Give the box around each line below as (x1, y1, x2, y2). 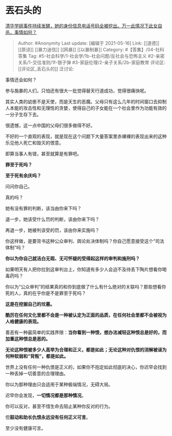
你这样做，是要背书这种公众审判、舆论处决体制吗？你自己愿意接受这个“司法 (5, 238, 165, 244)
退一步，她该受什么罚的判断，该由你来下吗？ (5, 216, 100, 222)
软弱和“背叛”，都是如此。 (14, 353, 69, 359)
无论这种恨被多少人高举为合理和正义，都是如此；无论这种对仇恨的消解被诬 (5, 347, 162, 353)
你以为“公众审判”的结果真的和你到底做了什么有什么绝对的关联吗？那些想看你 (5, 283, 166, 289)
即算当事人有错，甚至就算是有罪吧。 (5, 150, 82, 157)
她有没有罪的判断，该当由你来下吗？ (5, 205, 82, 211)
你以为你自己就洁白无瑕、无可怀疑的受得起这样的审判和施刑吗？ (5, 255, 140, 261)
